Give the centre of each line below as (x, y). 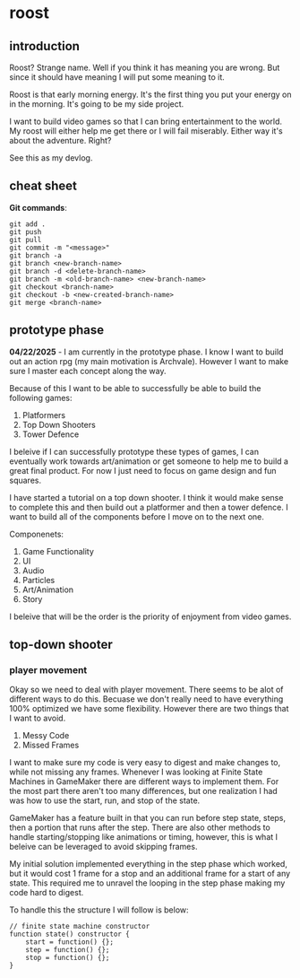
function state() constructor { (69, 934)
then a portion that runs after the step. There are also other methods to (140, 827)
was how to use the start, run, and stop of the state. (105, 800)
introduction (45, 46)
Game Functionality (58, 551)
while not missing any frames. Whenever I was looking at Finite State (136, 772)
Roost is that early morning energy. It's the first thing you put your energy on (150, 94)
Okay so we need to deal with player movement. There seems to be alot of (146, 690)
